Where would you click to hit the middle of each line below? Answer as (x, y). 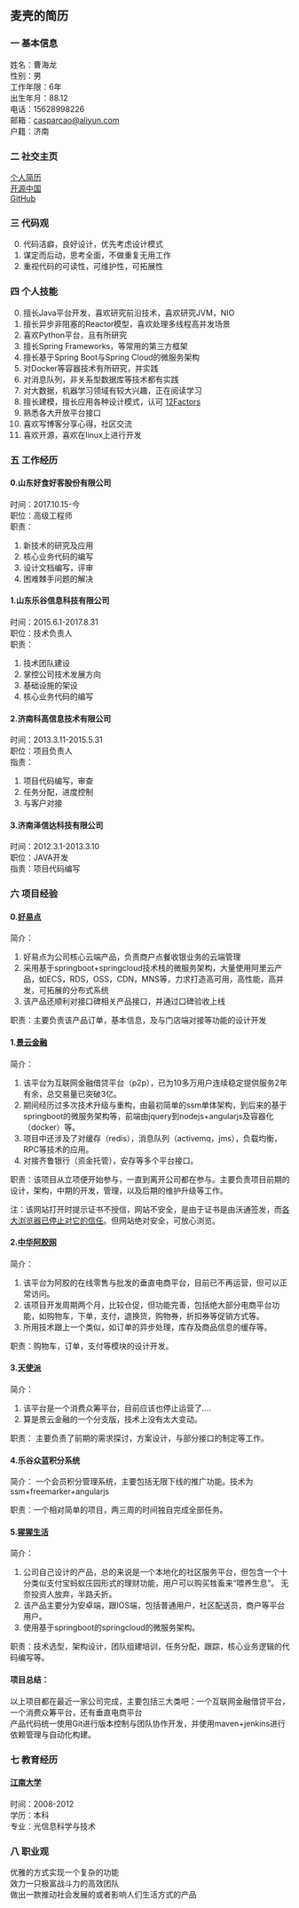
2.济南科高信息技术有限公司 (61, 719)
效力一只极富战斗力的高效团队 (64, 1884)
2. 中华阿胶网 (33, 1243)
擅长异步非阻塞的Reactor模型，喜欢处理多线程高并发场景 (126, 323)
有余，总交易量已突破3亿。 (72, 1093)
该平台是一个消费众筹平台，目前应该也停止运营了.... (117, 1408)
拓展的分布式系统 (78, 990)
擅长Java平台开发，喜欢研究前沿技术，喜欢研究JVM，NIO (129, 313)
